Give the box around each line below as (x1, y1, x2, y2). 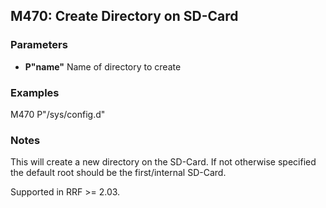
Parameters (10, 38, 68, 52)
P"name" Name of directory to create (24, 60, 182, 73)
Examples (10, 85, 60, 99)
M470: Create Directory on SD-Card (10, 8, 239, 25)
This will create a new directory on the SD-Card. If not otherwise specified (10, 156, 317, 168)
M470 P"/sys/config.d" (10, 108, 106, 120)
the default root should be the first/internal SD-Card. (10, 167, 227, 179)
